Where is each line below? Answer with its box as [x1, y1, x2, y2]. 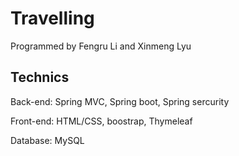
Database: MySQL [10, 134, 85, 146]
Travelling [10, 7, 95, 30]
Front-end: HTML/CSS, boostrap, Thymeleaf [10, 115, 193, 127]
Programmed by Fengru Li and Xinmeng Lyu [10, 40, 192, 52]
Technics [10, 69, 70, 86]
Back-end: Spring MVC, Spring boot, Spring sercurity [10, 95, 230, 107]
